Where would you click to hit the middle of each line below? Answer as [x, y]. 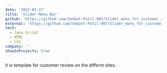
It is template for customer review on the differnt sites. [61, 65]
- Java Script [24, 33]
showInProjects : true [28, 51]
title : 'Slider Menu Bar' [32, 14]
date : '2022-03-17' [25, 10]
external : [15, 23]
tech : [11, 28]
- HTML [16, 37]
